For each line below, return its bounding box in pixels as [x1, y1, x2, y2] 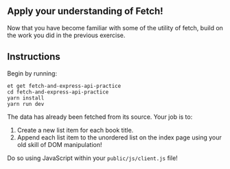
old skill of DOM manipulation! [16, 140, 102, 148]
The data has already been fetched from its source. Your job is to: [7, 113, 193, 121]
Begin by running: [7, 69, 57, 78]
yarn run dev [7, 100, 45, 107]
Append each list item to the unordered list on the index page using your [16, 133, 222, 142]
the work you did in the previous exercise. [7, 31, 126, 39]
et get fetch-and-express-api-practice [7, 82, 122, 89]
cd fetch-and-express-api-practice [7, 89, 109, 95]
